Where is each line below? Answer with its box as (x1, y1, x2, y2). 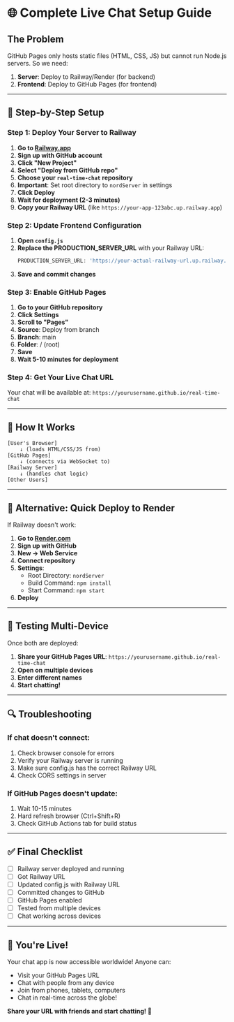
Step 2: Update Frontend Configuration (7, 220, 141, 230)
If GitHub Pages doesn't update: (7, 788, 118, 798)
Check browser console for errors (17, 749, 115, 757)
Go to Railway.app (17, 143, 72, 152)
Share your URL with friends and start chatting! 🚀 (7, 1007, 152, 1015)
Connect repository (17, 557, 75, 565)
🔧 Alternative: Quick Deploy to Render (7, 502, 175, 514)
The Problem (7, 33, 64, 45)
